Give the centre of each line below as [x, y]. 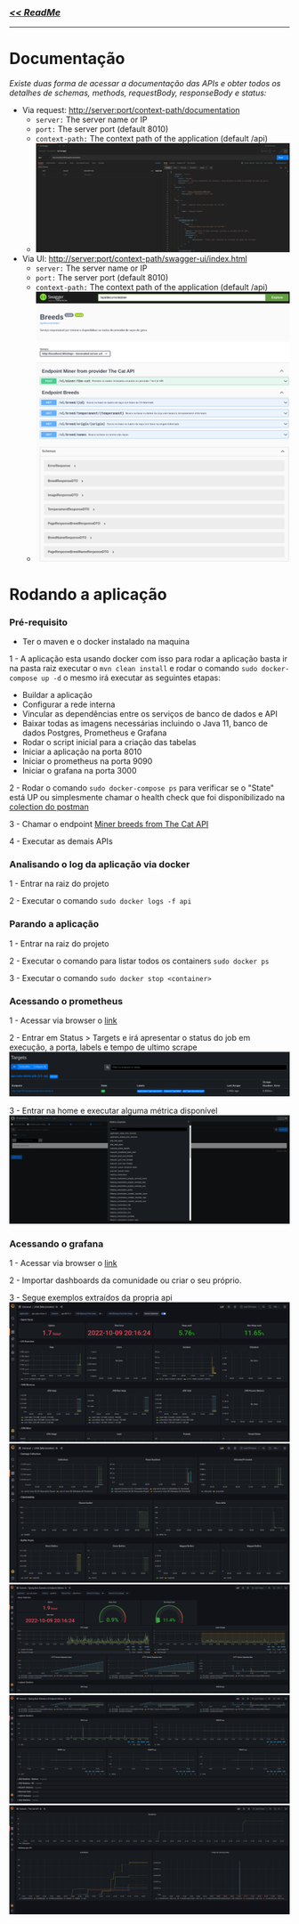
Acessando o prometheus [66, 1001]
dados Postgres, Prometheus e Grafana [94, 733]
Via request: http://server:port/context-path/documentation [131, 110]
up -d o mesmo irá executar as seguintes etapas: [131, 678]
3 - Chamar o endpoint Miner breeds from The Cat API [109, 824]
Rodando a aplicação [88, 594]
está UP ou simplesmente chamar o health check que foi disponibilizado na [147, 798]
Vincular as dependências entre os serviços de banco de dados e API [149, 714]
